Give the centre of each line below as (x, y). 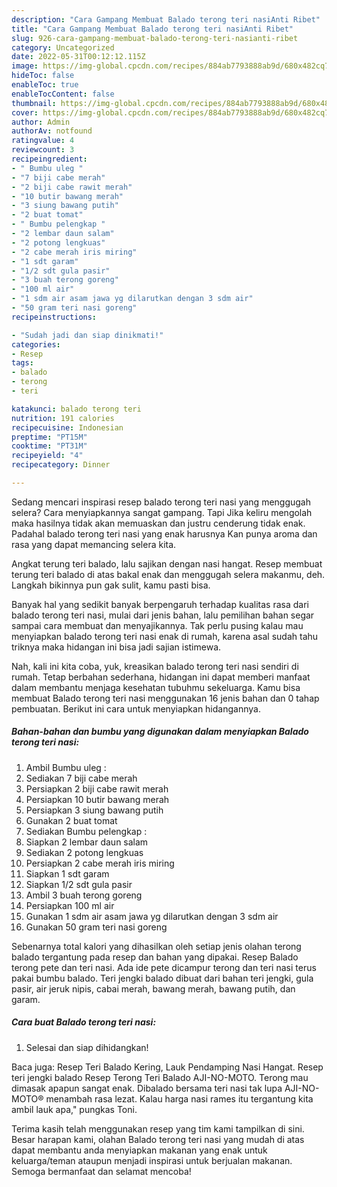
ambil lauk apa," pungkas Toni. (74, 1109)
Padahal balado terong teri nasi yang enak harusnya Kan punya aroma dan (164, 533)
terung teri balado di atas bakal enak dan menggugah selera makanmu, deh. (168, 574)
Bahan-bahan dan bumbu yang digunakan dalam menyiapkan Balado (160, 732)
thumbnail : (34, 103)
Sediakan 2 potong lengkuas (84, 852)
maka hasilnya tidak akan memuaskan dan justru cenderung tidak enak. (158, 523)
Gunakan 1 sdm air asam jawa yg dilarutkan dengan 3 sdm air (152, 916)
